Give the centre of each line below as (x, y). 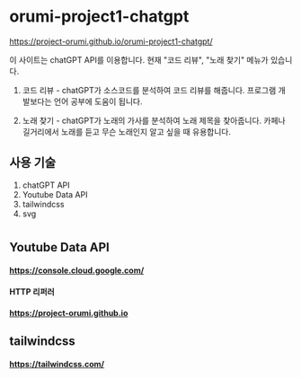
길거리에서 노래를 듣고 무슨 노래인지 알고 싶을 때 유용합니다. (127, 131)
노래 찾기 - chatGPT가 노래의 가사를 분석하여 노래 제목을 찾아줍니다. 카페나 (154, 120)
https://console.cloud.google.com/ (77, 270)
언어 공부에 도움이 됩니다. (98, 101)
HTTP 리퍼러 (32, 292)
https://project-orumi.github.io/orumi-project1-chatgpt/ (111, 41)
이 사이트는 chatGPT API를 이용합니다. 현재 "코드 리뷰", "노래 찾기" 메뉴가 (139, 59)
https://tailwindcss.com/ (57, 364)
